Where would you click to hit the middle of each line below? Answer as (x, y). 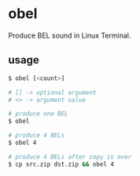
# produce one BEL (38, 114)
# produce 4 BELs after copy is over (70, 157)
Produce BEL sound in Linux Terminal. (70, 35)
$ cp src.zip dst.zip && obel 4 (61, 164)
